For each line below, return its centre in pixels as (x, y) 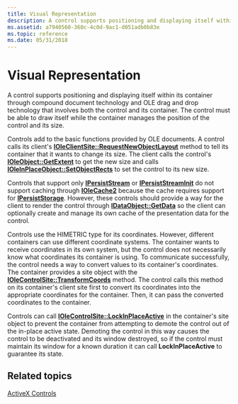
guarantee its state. (35, 354)
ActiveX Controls (32, 393)
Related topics (40, 376)
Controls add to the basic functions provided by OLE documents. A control (116, 139)
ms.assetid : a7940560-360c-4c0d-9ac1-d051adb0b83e (84, 27)
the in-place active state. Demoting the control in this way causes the (108, 332)
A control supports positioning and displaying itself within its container (110, 95)
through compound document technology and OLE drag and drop (103, 103)
